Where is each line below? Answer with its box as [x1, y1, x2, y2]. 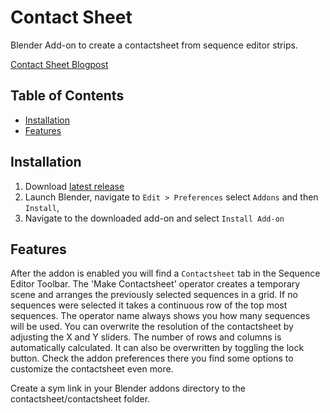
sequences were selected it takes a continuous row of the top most [10, 299, 288, 311]
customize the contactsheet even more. [10, 363, 174, 375]
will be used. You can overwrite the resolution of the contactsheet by [10, 321, 294, 333]
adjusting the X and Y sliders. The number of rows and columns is [10, 331, 282, 343]
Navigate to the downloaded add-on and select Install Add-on [24, 212, 285, 224]
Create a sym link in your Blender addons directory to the [10, 382, 246, 395]
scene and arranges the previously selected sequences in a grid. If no [10, 289, 298, 301]
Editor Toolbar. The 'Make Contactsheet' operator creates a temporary [10, 278, 301, 290]
